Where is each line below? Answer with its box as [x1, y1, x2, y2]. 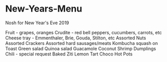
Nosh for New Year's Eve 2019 [5, 20, 70, 26]
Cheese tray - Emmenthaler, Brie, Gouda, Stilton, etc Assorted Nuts [5, 35, 146, 41]
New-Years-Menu [5, 3, 82, 15]
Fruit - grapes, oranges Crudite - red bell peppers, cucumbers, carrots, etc [5, 29, 162, 35]
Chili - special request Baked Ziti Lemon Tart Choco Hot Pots [5, 51, 133, 57]
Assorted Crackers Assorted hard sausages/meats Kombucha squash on [5, 40, 158, 46]
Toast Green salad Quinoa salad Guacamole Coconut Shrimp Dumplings [5, 45, 156, 51]
